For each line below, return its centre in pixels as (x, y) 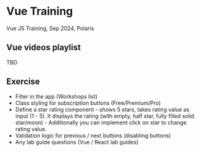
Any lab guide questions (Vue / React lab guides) (77, 142)
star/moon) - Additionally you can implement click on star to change (101, 122)
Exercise (23, 82)
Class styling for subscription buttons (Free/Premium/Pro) (88, 103)
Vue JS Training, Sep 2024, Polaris (50, 28)
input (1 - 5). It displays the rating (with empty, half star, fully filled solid (105, 116)
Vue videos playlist (44, 47)
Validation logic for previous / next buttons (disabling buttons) (93, 135)
